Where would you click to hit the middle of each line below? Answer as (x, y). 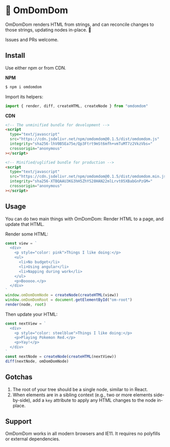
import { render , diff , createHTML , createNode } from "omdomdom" (77, 106)
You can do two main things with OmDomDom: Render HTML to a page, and (84, 219)
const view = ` (21, 243)
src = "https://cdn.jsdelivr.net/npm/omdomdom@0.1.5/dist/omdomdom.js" (84, 139)
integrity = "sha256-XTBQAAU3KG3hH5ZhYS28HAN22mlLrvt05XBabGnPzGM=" (81, 181)
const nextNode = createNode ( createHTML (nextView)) (61, 356)
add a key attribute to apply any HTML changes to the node (94, 400)
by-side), (22, 400)
